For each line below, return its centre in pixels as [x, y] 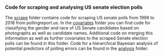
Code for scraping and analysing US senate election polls [74, 7]
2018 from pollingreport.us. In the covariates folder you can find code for [78, 23]
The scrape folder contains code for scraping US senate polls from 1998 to [80, 18]
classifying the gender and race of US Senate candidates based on [72, 28]
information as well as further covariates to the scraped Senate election [76, 38]
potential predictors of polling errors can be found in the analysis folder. [77, 49]
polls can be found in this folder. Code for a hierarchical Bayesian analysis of [81, 43]
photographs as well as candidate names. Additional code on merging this [79, 33]
